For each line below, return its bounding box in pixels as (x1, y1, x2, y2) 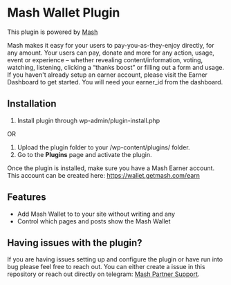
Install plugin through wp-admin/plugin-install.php (17, 116, 160, 125)
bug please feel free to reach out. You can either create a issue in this (7, 263, 205, 271)
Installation (7, 98, 57, 110)
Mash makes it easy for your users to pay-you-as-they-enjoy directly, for (7, 41, 214, 49)
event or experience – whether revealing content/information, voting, (7, 55, 203, 64)
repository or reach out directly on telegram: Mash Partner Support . (7, 270, 200, 278)
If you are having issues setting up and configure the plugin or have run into (7, 255, 223, 264)
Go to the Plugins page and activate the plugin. (17, 150, 152, 158)
